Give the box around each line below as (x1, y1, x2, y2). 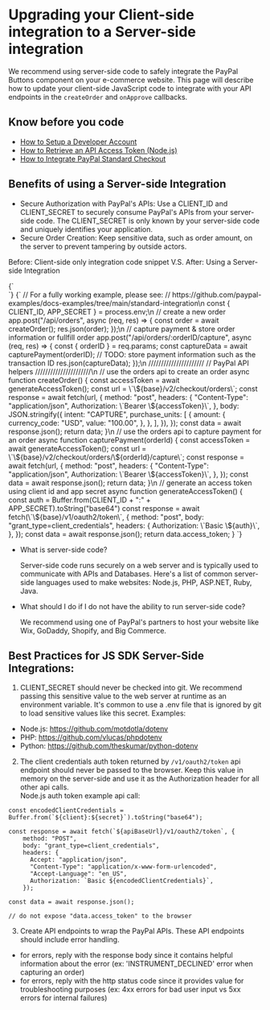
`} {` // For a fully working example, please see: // (8, 290, 171, 299)
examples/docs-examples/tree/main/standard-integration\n (8, 298, 205, 307)
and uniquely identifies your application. (19, 224, 153, 234)
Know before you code (8, 115, 125, 130)
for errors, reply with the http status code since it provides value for (19, 976, 244, 986)
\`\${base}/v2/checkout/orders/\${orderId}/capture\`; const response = (8, 452, 245, 462)
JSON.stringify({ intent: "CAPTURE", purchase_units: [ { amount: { (8, 409, 226, 419)
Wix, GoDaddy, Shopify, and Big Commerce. (19, 625, 167, 635)
